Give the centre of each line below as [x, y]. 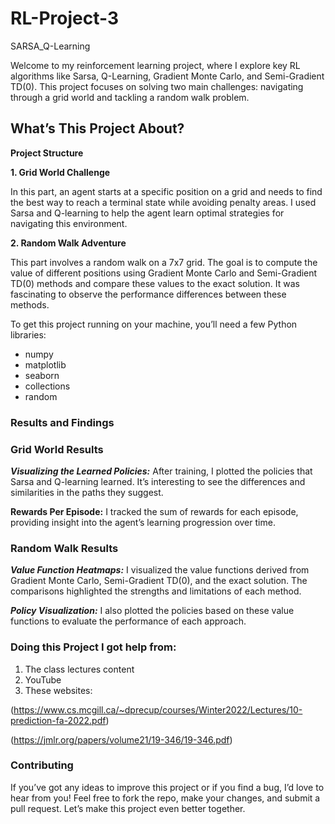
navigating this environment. [69, 223]
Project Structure [47, 153]
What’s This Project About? [97, 128]
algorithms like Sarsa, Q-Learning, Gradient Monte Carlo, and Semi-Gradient [167, 76]
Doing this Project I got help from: [93, 647]
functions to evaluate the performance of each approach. [128, 621]
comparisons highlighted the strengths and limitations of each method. [156, 591]
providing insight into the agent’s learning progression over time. [143, 522]
